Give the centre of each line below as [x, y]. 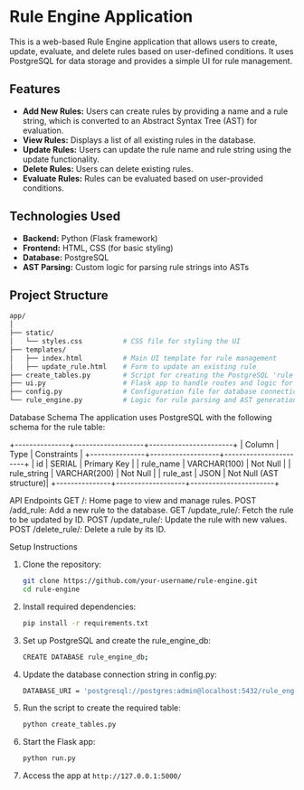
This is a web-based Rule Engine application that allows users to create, [143, 42]
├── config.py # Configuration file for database [133, 392]
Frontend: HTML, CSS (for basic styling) [98, 248]
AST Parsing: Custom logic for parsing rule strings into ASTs [136, 267]
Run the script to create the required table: [101, 708]
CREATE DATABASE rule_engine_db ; [85, 657]
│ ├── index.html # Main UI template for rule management [143, 358]
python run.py [49, 758]
